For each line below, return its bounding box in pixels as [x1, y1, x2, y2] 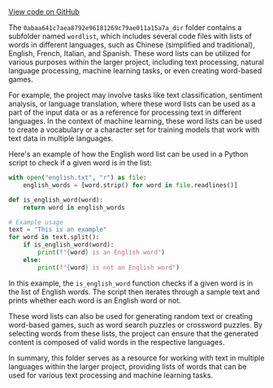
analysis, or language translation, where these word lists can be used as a [8, 99, 256, 108]
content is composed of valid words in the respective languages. [8, 337, 225, 347]
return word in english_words [23, 203, 126, 211]
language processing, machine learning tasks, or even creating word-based [8, 66, 262, 76]
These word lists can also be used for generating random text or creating [8, 311, 253, 320]
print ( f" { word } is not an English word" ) [37, 264, 180, 272]
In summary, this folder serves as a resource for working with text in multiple [8, 353, 265, 363]
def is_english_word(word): [8, 195, 104, 204]
